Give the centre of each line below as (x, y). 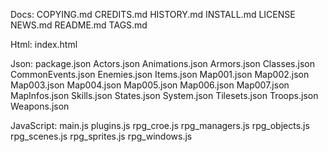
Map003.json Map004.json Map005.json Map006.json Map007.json (150, 85)
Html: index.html (44, 44)
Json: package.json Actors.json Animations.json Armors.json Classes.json (162, 63)
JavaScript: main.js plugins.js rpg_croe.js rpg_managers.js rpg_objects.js (160, 125)
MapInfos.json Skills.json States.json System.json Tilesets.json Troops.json (164, 95)
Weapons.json (40, 106)
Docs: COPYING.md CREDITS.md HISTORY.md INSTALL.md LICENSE (153, 14)
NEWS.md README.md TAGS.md (79, 25)
